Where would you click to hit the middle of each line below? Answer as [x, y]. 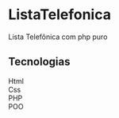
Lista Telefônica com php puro [58, 37]
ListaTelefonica [59, 15]
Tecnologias [39, 62]
